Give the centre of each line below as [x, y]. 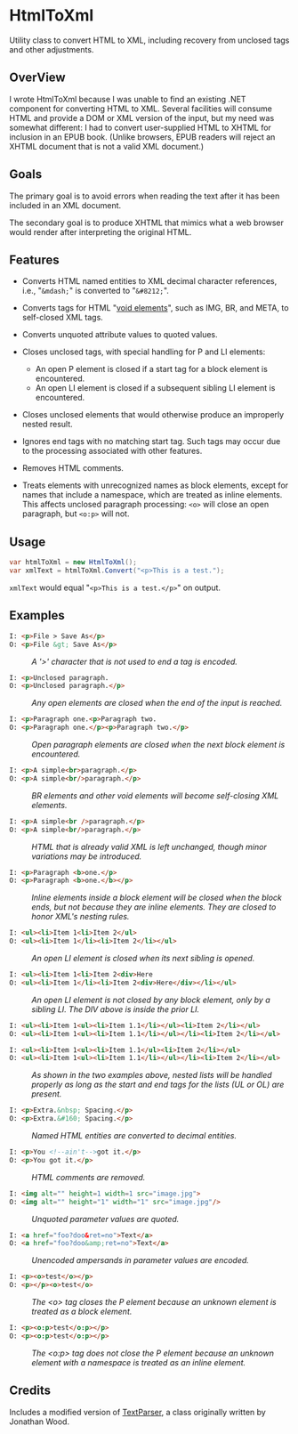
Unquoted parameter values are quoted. [105, 1219]
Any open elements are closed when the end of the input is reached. [157, 703]
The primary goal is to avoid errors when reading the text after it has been [145, 196]
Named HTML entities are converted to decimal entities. [134, 1135]
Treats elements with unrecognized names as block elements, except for [155, 485]
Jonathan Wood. [39, 1422]
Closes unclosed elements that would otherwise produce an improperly [153, 415]
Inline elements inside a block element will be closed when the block [157, 898]
